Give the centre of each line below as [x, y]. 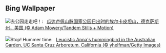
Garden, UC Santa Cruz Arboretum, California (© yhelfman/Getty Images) [83, 45]
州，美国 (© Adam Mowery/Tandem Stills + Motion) [59, 28]
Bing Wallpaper [30, 8]
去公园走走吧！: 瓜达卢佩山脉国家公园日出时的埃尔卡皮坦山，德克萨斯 [85, 21]
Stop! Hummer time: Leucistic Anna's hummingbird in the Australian [83, 39]
